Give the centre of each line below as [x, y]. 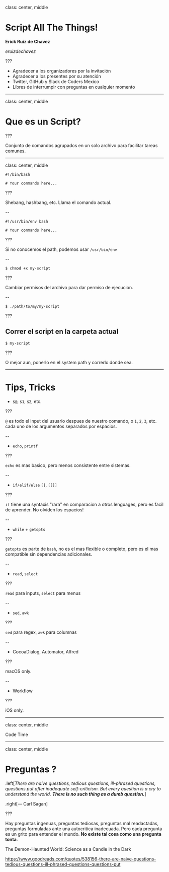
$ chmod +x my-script [28, 268]
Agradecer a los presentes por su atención [57, 76]
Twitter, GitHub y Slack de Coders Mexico [56, 81]
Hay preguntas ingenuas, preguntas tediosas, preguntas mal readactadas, [82, 823]
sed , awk [21, 613]
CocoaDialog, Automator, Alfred [46, 651]
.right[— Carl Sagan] [26, 803]
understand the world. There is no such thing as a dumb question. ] [76, 794]
